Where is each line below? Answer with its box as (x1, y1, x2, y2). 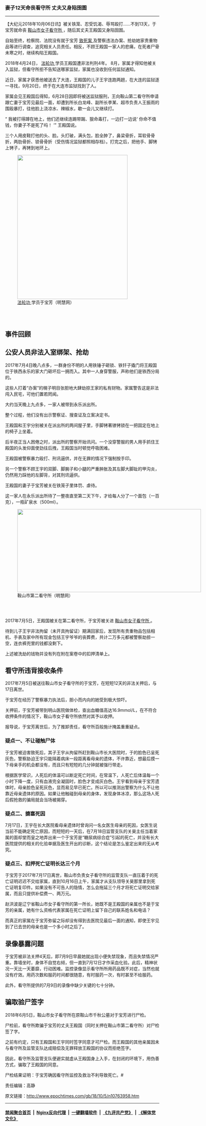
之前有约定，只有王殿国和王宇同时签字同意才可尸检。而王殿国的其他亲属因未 (5, 1039, 160, 1045)
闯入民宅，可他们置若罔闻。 (5, 391, 61, 397)
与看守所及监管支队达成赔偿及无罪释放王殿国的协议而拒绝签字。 (5, 1045, 134, 1051)
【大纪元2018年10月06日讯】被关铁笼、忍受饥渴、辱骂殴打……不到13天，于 (5, 21, 157, 27)
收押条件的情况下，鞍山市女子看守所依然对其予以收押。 (5, 713, 116, 719)
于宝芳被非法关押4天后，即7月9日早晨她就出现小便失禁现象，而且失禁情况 (5, 953, 155, 960)
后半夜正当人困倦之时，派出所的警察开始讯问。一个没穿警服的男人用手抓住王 (5, 439, 160, 445)
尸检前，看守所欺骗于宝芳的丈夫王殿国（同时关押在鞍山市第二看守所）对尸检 (5, 1022, 160, 1028)
